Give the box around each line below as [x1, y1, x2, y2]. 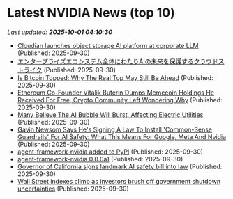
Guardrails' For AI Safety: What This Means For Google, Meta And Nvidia [17, 132, 227, 141]
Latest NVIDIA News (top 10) [7, 5, 176, 21]
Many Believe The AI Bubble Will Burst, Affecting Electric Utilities [17, 110, 204, 119]
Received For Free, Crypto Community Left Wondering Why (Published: [17, 95, 223, 104]
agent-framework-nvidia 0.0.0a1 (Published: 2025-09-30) [17, 154, 183, 163]
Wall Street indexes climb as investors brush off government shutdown [17, 177, 221, 185]
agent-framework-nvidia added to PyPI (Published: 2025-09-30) [17, 148, 204, 156]
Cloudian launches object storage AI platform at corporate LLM [17, 41, 199, 49]
